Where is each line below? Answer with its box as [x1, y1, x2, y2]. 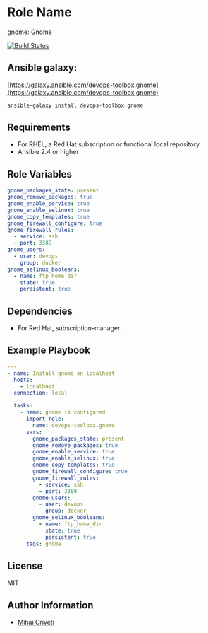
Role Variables [7, 168, 72, 180]
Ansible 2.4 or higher [17, 148, 79, 156]
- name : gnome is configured [20, 409, 106, 416]
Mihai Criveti [17, 618, 55, 627]
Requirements [7, 122, 71, 134]
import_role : [25, 415, 65, 422]
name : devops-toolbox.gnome [32, 422, 115, 429]
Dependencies [7, 305, 73, 317]
